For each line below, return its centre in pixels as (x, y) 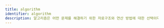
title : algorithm (23, 9)
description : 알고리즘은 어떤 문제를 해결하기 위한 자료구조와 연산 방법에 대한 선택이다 (82, 18)
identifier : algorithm (28, 14)
